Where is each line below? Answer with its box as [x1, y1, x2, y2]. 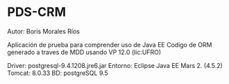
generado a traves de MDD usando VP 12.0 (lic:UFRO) [7, 48, 162, 56]
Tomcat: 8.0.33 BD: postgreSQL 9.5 [7, 69, 109, 77]
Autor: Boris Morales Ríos [7, 27, 80, 35]
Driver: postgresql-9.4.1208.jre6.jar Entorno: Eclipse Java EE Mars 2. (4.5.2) [7, 61, 223, 69]
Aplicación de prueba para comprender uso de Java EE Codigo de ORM [7, 40, 212, 49]
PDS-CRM [7, 4, 66, 20]
